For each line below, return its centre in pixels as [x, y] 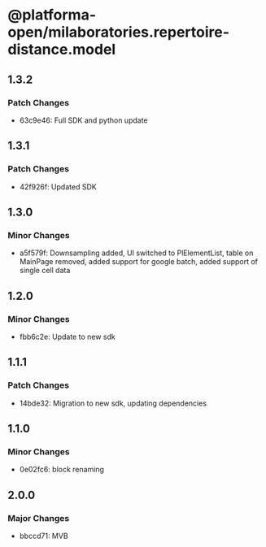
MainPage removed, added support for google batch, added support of [138, 262]
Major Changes [39, 518]
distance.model [62, 50]
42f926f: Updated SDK [58, 187]
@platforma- [52, 15]
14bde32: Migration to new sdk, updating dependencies [113, 403]
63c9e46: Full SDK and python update [83, 120]
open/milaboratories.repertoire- [118, 32]
